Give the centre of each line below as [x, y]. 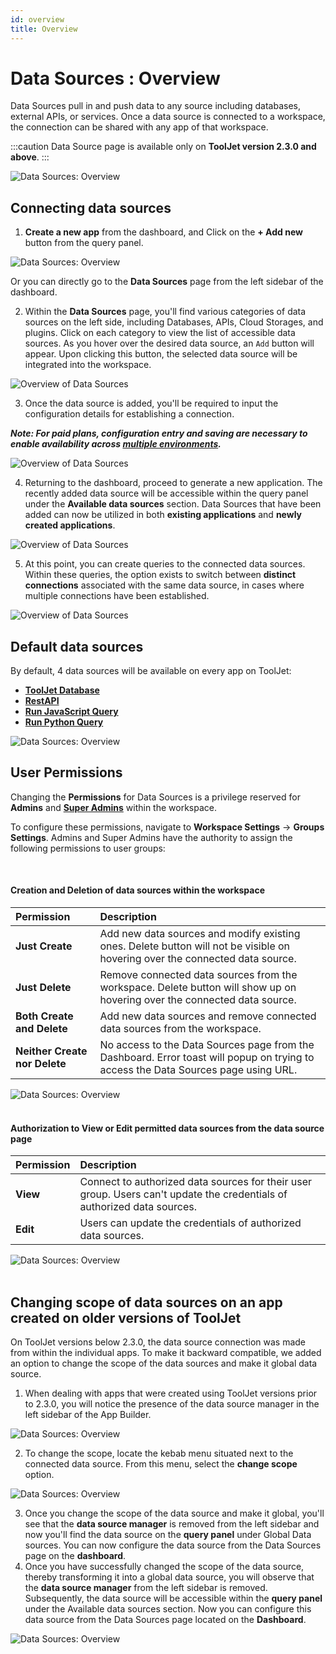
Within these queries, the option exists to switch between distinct [160, 575]
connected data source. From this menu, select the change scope [161, 1464]
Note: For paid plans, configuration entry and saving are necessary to [159, 433]
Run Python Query [64, 722]
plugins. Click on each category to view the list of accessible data [160, 333]
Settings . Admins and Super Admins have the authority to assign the [151, 837]
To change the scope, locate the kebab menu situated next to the [159, 1453]
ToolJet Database [62, 690]
